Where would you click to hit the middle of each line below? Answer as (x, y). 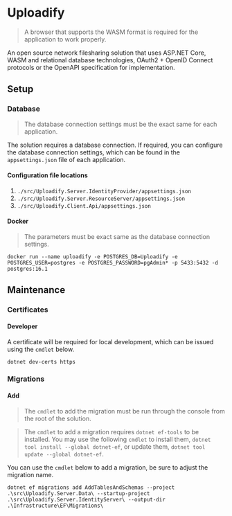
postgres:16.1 (28, 269)
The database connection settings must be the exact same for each (121, 124)
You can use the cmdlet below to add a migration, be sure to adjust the (108, 467)
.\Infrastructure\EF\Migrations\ (55, 506)
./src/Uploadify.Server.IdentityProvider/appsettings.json (104, 191)
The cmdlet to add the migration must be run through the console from (124, 411)
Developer (23, 326)
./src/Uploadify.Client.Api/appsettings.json (84, 206)
